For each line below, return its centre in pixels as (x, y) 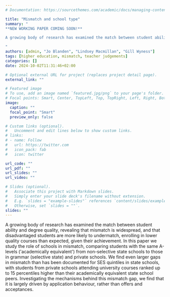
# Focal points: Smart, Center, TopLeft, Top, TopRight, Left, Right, (81, 98)
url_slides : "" (21, 173)
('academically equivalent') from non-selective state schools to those (91, 252)
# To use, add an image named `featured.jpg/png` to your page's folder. (85, 94)
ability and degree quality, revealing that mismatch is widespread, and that (83, 230)
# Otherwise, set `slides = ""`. (43, 206)
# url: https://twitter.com (37, 145)
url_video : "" (20, 178)
